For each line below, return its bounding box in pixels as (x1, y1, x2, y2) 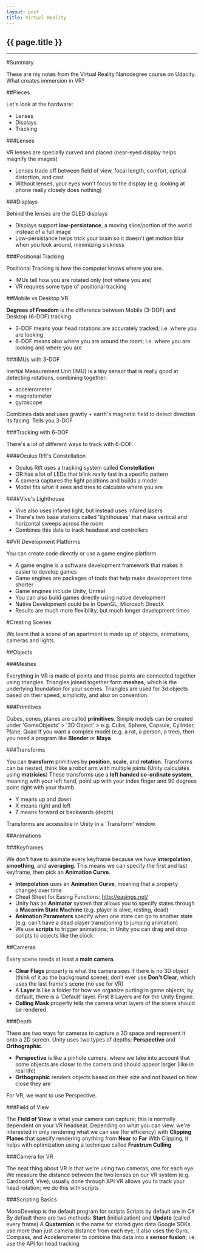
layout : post (6, 9, 39, 15)
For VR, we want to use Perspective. (6, 1092, 97, 1099)
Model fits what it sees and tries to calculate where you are (15, 484, 163, 491)
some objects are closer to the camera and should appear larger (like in (15, 1061, 194, 1068)
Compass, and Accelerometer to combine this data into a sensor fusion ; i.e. (6, 1234, 196, 1241)
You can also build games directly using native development (15, 594, 166, 602)
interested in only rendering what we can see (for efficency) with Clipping (6, 1128, 192, 1136)
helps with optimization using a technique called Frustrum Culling (6, 1141, 172, 1148)
